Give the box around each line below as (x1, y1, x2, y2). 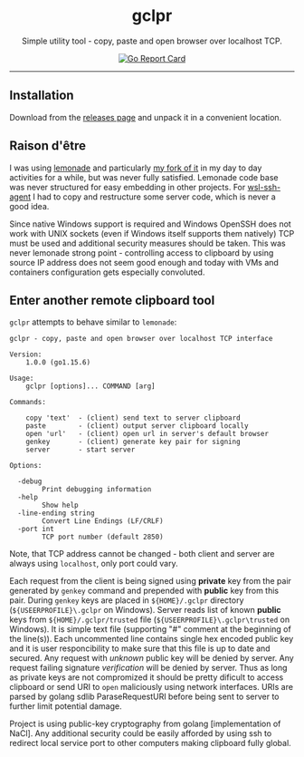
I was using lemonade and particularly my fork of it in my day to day (9, 162, 262, 173)
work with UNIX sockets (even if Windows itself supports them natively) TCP (9, 228, 295, 238)
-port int (17, 525, 54, 534)
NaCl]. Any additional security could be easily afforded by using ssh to (9, 728, 272, 739)
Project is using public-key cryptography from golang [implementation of (9, 718, 281, 730)
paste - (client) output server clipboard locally (25, 422, 249, 431)
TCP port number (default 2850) (42, 532, 165, 542)
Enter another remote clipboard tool (9, 292, 215, 308)
